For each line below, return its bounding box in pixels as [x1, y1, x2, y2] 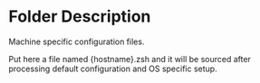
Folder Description [8, 6, 151, 27]
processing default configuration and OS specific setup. [8, 63, 218, 74]
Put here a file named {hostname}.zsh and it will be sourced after [8, 53, 251, 64]
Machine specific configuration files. [8, 36, 145, 47]
